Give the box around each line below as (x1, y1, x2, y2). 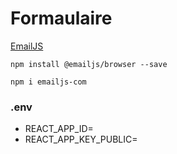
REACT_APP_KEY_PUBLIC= (24, 133, 138, 146)
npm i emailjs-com (10, 77, 87, 87)
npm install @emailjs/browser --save (10, 59, 168, 69)
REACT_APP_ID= (24, 123, 94, 135)
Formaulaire (10, 7, 113, 30)
